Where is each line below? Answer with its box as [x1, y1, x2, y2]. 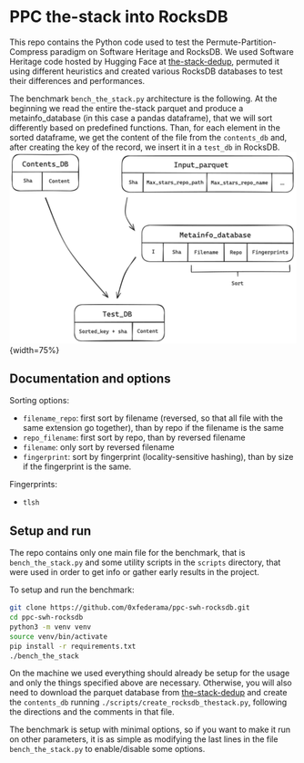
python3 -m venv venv [9, 622, 92, 632]
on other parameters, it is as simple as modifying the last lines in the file [9, 734, 279, 745]
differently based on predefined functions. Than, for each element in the [9, 121, 280, 133]
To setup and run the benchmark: [9, 584, 135, 595]
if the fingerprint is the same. [22, 461, 132, 472]
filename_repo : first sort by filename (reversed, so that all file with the [22, 413, 284, 423]
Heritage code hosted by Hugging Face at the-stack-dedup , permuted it [9, 56, 280, 67]
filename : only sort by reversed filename [22, 442, 175, 453]
